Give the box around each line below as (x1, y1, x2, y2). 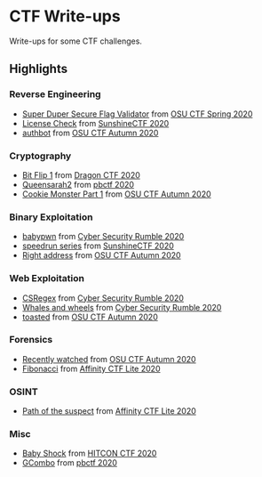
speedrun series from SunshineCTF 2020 (21, 240, 175, 251)
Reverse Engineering (9, 88, 101, 101)
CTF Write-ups (9, 6, 122, 27)
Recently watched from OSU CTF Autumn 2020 (21, 353, 197, 364)
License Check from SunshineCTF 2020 (21, 117, 170, 128)
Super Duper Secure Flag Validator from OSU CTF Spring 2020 (21, 109, 253, 119)
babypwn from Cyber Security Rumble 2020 (21, 231, 185, 242)
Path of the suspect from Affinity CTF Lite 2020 (21, 406, 197, 416)
